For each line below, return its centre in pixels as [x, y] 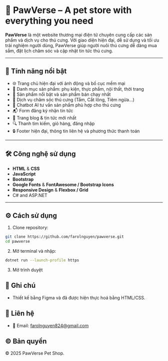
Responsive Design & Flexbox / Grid [50, 190]
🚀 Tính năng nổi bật [36, 71]
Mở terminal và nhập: [34, 251]
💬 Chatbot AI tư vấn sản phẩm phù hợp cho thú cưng [66, 105]
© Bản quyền [26, 341]
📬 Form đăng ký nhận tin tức [43, 110]
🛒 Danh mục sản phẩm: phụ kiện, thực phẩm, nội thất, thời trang [78, 89]
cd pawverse [17, 242]
